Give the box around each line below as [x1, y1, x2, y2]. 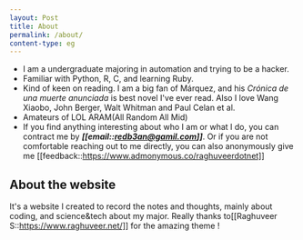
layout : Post [9, 13, 59, 23]
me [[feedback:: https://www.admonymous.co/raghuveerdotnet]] [22, 151, 266, 162]
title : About [9, 22, 59, 31]
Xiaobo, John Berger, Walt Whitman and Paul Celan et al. [22, 102, 236, 114]
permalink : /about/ [9, 30, 84, 39]
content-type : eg [9, 38, 76, 48]
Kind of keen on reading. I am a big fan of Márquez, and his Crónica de [22, 83, 289, 94]
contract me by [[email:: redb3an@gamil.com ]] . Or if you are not [22, 131, 268, 142]
